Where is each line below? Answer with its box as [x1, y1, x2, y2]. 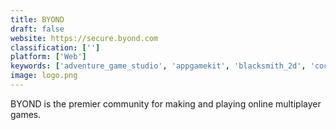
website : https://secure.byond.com [10, 33, 159, 43]
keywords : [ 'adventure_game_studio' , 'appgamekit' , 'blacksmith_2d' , [10, 61, 307, 71]
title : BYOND [10, 14, 65, 25]
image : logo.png [10, 71, 78, 81]
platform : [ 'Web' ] [10, 52, 87, 62]
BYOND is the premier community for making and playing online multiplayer [10, 97, 322, 110]
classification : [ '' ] [10, 42, 101, 53]
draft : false [10, 24, 65, 34]
